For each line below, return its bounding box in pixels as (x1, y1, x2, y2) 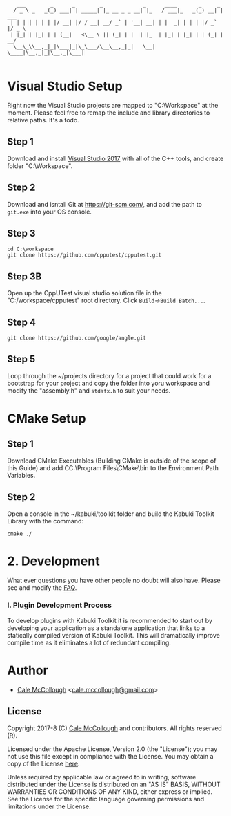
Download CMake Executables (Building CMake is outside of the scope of (7, 456, 217, 465)
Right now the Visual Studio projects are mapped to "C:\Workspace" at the (7, 101, 219, 109)
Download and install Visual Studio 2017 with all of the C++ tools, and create (7, 154, 224, 163)
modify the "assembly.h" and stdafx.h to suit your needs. (7, 386, 171, 395)
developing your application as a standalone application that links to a (7, 624, 205, 632)
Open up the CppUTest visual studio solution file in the (7, 289, 162, 297)
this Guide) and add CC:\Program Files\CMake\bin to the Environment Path (7, 463, 219, 472)
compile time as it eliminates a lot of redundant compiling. (7, 638, 171, 647)
